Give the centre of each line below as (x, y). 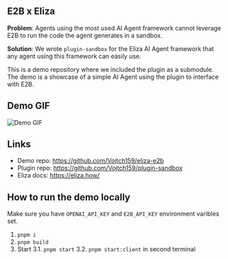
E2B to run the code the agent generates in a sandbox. (85, 35)
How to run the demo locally (69, 197)
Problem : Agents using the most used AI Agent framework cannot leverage (114, 28)
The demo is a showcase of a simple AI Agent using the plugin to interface (113, 77)
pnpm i (27, 235)
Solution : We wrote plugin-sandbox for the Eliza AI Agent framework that (111, 48)
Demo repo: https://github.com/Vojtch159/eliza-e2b (91, 161)
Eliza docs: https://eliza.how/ (58, 175)
